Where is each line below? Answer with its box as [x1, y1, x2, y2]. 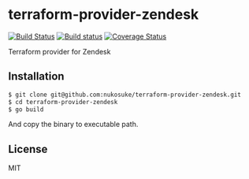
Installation [8, 69, 65, 84]
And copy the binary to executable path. [8, 120, 139, 129]
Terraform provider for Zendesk [8, 47, 111, 56]
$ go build [8, 105, 44, 114]
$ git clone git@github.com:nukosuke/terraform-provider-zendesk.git [8, 91, 242, 99]
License [8, 142, 48, 155]
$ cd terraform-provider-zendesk [8, 98, 118, 106]
